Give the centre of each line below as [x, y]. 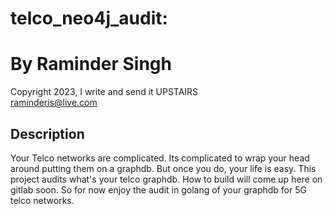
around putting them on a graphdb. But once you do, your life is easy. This [163, 168]
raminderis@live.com [54, 103]
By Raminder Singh [91, 64]
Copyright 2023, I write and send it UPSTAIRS [104, 92]
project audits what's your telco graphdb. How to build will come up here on [166, 179]
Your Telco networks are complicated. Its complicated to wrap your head [160, 158]
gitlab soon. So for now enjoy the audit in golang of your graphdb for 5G [158, 189]
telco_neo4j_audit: [89, 18]
